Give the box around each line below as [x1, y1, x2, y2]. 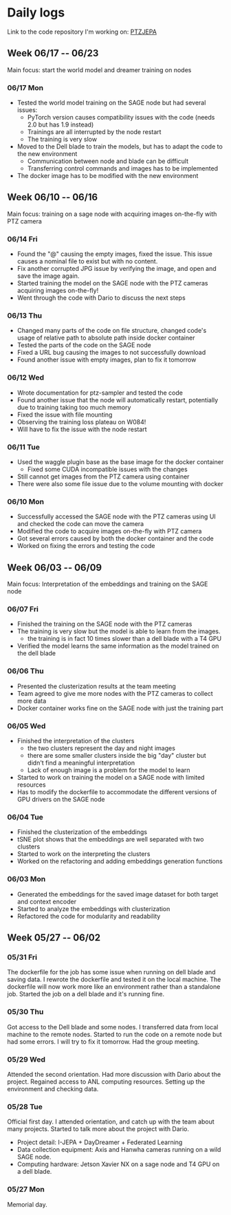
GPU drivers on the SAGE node [16, 796, 105, 804]
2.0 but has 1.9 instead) [27, 120, 94, 129]
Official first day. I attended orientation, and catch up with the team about [7, 1117, 214, 1126]
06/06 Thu [7, 666, 44, 676]
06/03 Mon [7, 875, 46, 884]
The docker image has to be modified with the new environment [16, 172, 199, 180]
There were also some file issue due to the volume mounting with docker [16, 480, 223, 488]
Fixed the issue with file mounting [16, 411, 113, 419]
